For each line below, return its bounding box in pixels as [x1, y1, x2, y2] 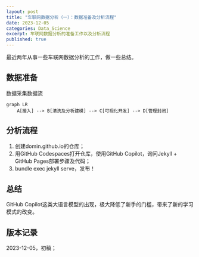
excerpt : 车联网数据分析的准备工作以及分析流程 [6, 31, 110, 37]
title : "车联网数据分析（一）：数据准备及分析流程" [6, 14, 117, 20]
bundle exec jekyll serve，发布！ [14, 165, 95, 172]
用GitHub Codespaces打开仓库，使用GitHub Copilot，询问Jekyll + [14, 150, 178, 157]
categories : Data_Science [6, 25, 70, 32]
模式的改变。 [6, 208, 38, 215]
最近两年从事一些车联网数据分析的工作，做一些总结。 [6, 54, 137, 60]
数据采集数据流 [6, 89, 43, 97]
